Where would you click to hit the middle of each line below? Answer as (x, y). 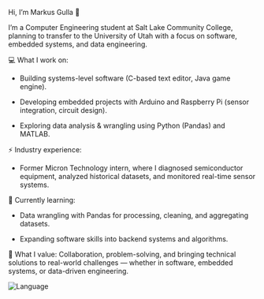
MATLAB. (35, 134)
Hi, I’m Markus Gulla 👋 (44, 12)
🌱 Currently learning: (42, 200)
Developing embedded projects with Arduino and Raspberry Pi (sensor (134, 102)
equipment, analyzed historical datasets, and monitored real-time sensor (138, 176)
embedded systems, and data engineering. (78, 44)
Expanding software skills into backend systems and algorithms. (124, 239)
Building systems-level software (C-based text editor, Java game (125, 78)
